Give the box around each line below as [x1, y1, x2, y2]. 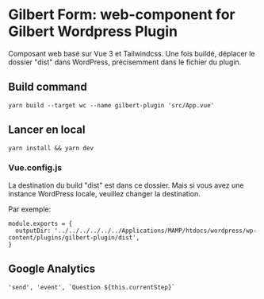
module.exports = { [8, 219, 73, 227]
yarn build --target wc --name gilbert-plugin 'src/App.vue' [8, 101, 215, 109]
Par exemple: [8, 204, 52, 214]
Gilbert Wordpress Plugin [8, 22, 178, 41]
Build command [8, 80, 87, 94]
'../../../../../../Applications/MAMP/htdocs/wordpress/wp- [54, 227, 258, 235]
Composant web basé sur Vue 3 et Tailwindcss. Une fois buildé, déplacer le [8, 49, 255, 58]
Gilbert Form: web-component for [8, 6, 235, 24]
